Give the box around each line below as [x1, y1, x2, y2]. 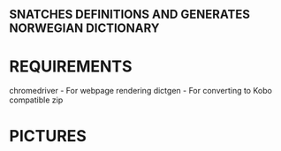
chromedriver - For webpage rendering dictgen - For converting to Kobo [9, 86, 272, 96]
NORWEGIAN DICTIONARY [9, 21, 160, 36]
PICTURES [9, 125, 87, 146]
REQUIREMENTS [9, 57, 133, 76]
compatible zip [9, 94, 64, 105]
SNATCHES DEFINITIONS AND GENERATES [9, 7, 250, 22]
